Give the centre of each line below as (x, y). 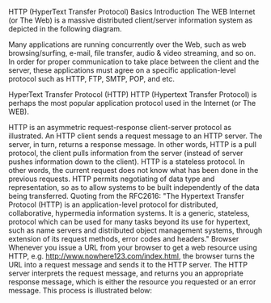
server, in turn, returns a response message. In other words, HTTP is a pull (133, 144)
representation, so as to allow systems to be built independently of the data (134, 187)
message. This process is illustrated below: (80, 290)
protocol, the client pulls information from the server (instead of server (126, 153)
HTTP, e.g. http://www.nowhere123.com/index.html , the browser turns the (131, 256)
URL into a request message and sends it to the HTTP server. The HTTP (128, 265)
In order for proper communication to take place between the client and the (134, 61)
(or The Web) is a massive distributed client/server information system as (131, 20)
